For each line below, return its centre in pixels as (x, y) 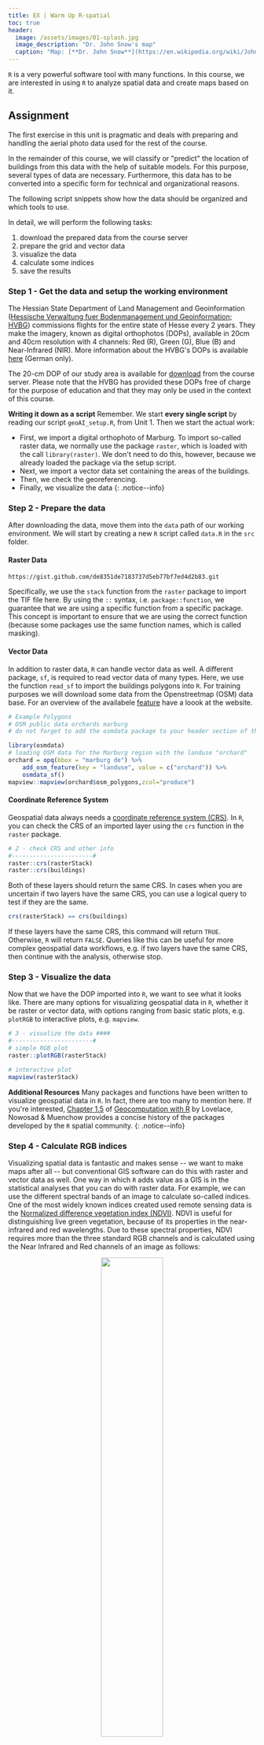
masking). (24, 633)
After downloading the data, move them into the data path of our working (126, 525)
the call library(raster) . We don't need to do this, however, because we (137, 455)
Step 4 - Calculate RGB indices (68, 1146)
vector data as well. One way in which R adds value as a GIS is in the (119, 1180)
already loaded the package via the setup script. (98, 463)
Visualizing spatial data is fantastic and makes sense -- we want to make (126, 1163)
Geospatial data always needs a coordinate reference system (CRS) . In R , (126, 817)
